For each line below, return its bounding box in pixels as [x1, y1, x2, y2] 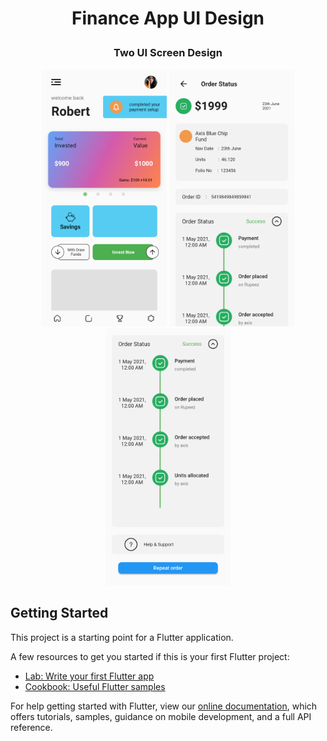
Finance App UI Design [71, 7, 265, 30]
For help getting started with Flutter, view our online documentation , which [10, 700, 318, 712]
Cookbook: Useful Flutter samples [24, 680, 166, 692]
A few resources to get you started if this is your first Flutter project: [10, 650, 290, 662]
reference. [10, 721, 53, 733]
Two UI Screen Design [113, 46, 223, 60]
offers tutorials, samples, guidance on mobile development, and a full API [10, 710, 312, 722]
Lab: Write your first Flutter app [24, 670, 155, 682]
